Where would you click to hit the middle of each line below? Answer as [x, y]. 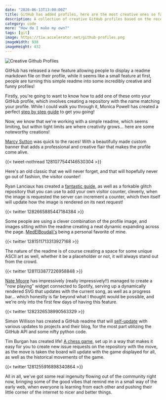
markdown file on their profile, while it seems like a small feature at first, [78, 75]
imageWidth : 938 [22, 42]
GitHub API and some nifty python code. [46, 332]
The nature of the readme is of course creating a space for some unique [79, 251]
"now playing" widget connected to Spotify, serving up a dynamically [76, 286]
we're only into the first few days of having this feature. [61, 302]
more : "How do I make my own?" [37, 28]
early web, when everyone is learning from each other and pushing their [79, 387]
